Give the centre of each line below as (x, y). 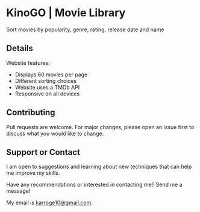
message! (18, 191)
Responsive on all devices (47, 94)
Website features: (28, 62)
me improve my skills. (33, 173)
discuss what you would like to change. (55, 133)
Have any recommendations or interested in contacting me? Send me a (94, 185)
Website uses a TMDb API (47, 87)
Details (20, 48)
